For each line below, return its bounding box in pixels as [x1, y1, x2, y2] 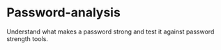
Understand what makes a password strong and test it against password [6, 27, 215, 36]
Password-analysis [6, 5, 121, 21]
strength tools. [6, 34, 48, 42]
